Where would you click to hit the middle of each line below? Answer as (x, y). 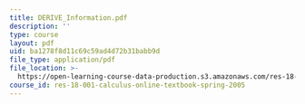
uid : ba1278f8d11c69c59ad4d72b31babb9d (85, 52)
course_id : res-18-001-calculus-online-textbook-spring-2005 (128, 85)
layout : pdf (32, 43)
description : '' (40, 26)
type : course (34, 34)
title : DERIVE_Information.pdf (69, 18)
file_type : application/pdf (63, 60)
